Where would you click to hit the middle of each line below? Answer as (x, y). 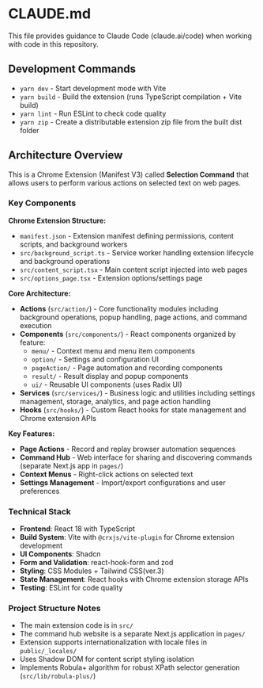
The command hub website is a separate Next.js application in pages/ (132, 634)
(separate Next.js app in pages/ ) (71, 465)
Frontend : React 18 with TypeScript (77, 529)
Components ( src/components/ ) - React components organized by (128, 334)
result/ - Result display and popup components (110, 376)
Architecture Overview (66, 155)
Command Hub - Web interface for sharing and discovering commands (136, 457)
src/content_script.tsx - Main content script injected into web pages (133, 269)
